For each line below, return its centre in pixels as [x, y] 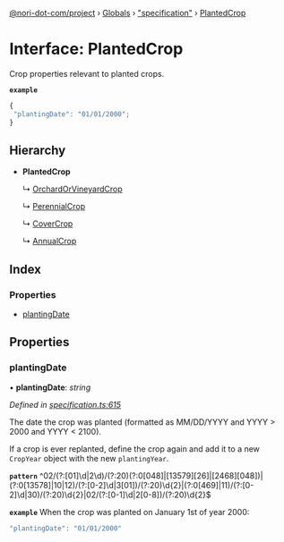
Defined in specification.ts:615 [65, 404]
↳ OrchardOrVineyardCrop [72, 189]
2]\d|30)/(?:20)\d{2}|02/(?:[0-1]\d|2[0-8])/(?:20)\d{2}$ [110, 495]
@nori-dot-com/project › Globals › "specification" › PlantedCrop [128, 13]
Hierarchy [38, 150]
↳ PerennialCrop [54, 207]
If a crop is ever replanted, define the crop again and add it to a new [134, 449]
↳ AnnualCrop [49, 241]
